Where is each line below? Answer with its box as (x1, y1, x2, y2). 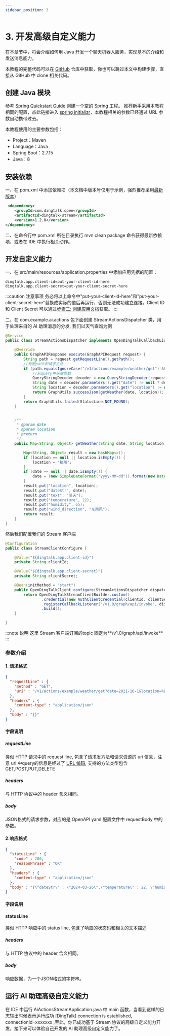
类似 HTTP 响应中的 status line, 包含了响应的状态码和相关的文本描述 (5, 925, 147, 931)
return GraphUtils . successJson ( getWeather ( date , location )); (32, 390, 164, 395)
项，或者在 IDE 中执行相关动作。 (5, 238, 73, 244)
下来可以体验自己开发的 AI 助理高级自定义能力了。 (18, 1025, 123, 1031)
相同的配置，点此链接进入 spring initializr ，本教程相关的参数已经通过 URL (5, 109, 158, 115)
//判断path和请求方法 (23, 361, 64, 366)
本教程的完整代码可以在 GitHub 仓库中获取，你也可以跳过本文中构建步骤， (5, 66, 160, 72)
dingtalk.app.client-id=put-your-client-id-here (5, 279, 110, 284)
